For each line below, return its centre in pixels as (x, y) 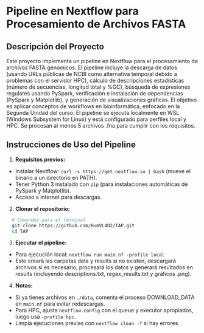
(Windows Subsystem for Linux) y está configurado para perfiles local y (97, 119)
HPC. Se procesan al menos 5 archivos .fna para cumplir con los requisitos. (101, 125)
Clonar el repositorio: (42, 208)
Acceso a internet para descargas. (58, 197)
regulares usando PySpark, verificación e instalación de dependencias (95, 93)
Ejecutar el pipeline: (41, 243)
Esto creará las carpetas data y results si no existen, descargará (96, 261)
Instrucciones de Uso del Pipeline (71, 145)
